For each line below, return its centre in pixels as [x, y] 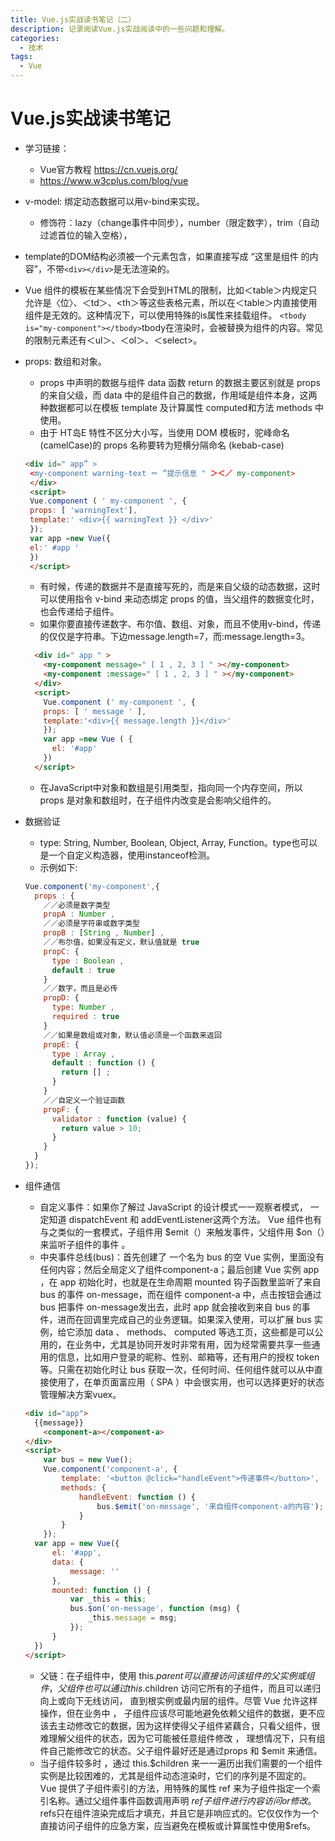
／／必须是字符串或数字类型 [92, 924]
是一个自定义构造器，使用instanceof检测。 [127, 855]
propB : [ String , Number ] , [104, 933]
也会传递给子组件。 [79, 612]
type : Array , [83, 1054]
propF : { [61, 1109]
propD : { [61, 998]
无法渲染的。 [148, 268]
